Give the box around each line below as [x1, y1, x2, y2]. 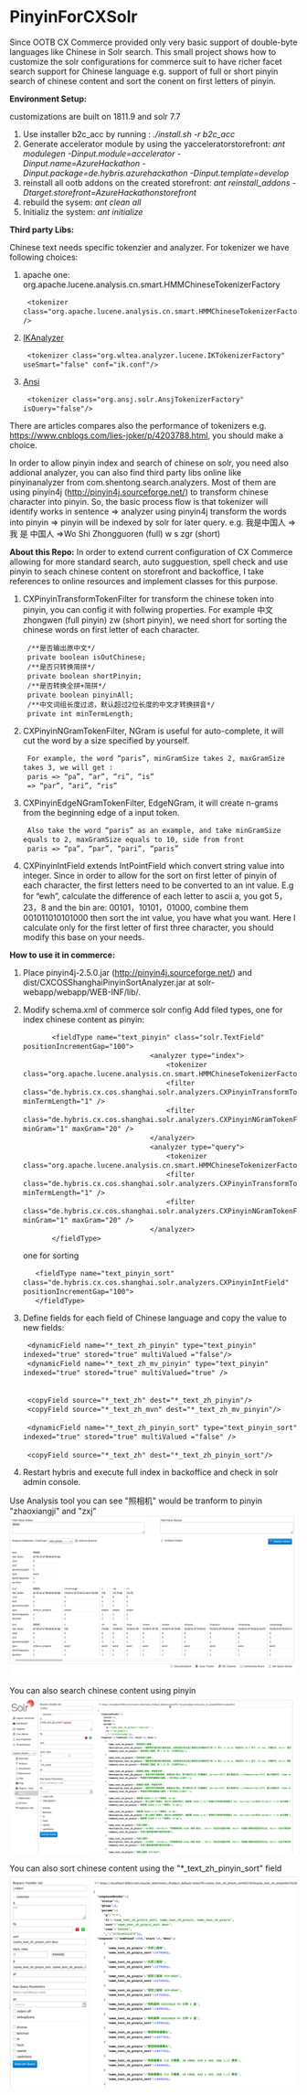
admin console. [22, 1476, 81, 1487]
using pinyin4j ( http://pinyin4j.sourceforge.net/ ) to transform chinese [9, 486, 270, 497]
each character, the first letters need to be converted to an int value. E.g [22, 880, 294, 891]
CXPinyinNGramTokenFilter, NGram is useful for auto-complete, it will [22, 725, 284, 736]
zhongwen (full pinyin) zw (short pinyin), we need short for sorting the [22, 615, 288, 625]
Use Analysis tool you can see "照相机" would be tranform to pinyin [9, 1495, 263, 1506]
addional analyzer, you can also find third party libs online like [9, 466, 242, 477]
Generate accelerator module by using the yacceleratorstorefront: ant [22, 138, 286, 149]
